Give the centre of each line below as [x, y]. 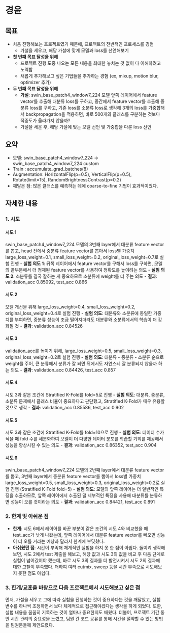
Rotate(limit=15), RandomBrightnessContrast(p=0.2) [67, 179]
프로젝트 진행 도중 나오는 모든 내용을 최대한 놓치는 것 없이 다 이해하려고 [91, 63]
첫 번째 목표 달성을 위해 [35, 57]
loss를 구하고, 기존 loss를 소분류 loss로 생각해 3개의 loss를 [88, 108]
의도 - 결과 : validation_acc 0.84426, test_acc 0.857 [63, 370]
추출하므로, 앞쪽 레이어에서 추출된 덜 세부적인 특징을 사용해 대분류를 [81, 495]
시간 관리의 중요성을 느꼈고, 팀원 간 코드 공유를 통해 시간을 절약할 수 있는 [82, 618]
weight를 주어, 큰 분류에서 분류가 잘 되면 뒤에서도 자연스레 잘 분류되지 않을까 [81, 363]
